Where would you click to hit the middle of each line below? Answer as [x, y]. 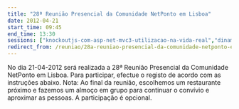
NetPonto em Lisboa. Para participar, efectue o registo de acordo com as [115, 75]
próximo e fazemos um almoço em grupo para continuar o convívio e [108, 90]
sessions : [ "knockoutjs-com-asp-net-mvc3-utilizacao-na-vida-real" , [111, 41]
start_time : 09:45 [34, 27]
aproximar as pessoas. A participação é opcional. [80, 98]
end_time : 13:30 [31, 34]
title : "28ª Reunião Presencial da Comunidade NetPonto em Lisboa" [110, 14]
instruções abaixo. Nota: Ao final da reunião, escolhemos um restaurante [114, 82]
